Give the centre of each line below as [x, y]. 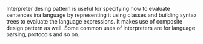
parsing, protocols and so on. [43, 34]
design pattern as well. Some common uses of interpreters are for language [101, 28]
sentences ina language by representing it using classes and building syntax [101, 15]
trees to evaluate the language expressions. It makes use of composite [95, 21]
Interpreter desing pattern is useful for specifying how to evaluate [88, 9]
